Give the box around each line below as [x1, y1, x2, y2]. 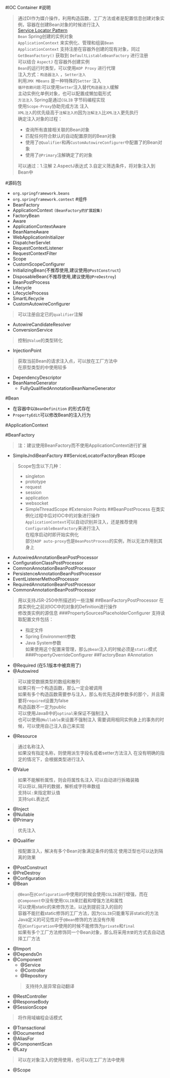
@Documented [12, 1030, 44, 1036]
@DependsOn [12, 951, 42, 957]
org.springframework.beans [12, 191, 70, 196]
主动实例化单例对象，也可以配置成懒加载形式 [17, 90, 112, 96]
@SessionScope [12, 1004, 47, 1010]
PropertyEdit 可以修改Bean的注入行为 [12, 412, 91, 418]
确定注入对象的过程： [17, 116, 62, 122]
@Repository [20, 973, 48, 978]
